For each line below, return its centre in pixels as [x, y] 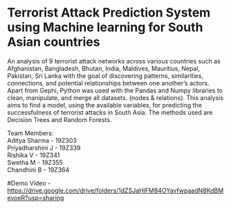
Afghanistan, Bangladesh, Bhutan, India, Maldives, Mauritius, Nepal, [104, 68]
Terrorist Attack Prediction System [109, 13]
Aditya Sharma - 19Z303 [42, 140]
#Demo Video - [29, 183]
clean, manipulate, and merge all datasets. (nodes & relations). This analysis [115, 97]
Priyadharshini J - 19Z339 [44, 148]
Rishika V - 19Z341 [34, 155]
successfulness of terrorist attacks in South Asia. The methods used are [110, 112]
